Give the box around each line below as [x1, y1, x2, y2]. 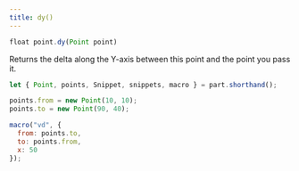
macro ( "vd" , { [9, 121, 62, 130]
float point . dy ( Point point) [9, 37, 118, 46]
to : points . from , [17, 137, 82, 146]
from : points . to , [17, 129, 82, 138]
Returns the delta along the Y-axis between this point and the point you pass [9, 53, 291, 64]
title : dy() [9, 12, 54, 22]
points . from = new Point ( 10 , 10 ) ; [9, 96, 138, 105]
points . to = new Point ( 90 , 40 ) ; [9, 104, 129, 114]
